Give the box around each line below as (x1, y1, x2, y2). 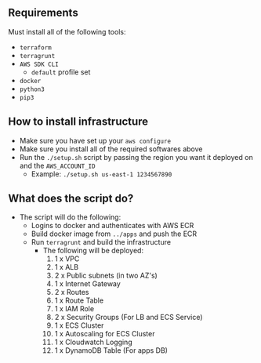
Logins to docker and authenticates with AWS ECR (31, 221, 194, 231)
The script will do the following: (19, 212, 121, 222)
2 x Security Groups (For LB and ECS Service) (54, 313, 203, 322)
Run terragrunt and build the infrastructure (31, 238, 171, 247)
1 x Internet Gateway (54, 279, 121, 289)
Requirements (8, 6, 78, 20)
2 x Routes (54, 288, 89, 297)
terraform (19, 43, 53, 52)
